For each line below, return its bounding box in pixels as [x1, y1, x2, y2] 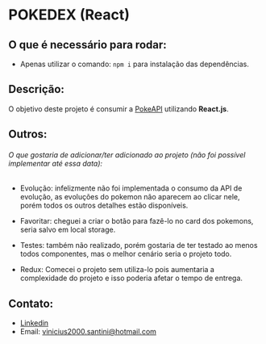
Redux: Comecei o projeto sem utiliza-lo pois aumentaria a [19, 265, 215, 275]
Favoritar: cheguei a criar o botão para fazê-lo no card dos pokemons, [19, 216, 254, 226]
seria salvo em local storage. [19, 224, 116, 235]
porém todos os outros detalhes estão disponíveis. [19, 200, 189, 211]
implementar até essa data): [8, 158, 103, 168]
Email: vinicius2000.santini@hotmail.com [19, 327, 157, 337]
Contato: [8, 296, 54, 310]
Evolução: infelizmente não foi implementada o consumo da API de [19, 183, 243, 193]
